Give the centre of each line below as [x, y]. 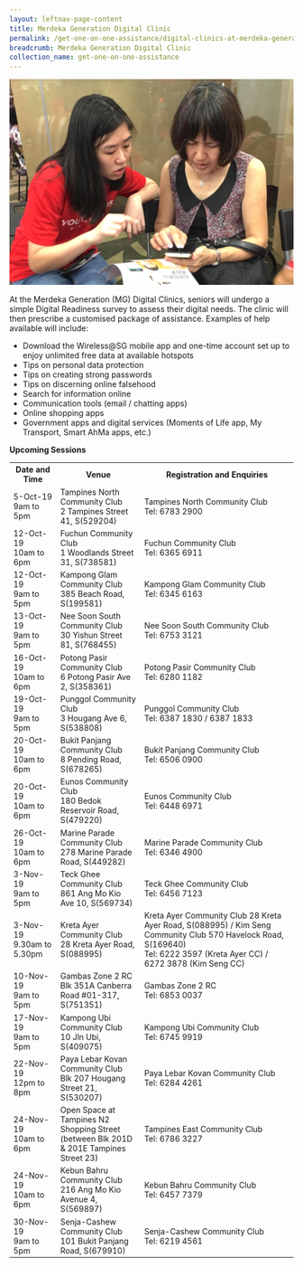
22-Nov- [31, 1064]
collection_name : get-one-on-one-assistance [94, 57]
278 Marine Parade [96, 852]
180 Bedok [81, 801]
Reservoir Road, [90, 810]
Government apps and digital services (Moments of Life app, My [142, 422]
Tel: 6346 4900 [173, 852]
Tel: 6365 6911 [173, 553]
